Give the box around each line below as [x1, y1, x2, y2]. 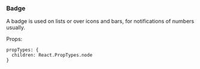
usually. [6, 24, 25, 31]
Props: [6, 36, 23, 43]
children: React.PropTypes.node [11, 52, 93, 58]
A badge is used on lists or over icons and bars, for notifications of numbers [6, 18, 195, 25]
